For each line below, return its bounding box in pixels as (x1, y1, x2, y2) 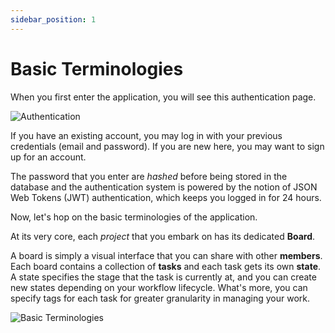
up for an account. (10, 151, 87, 163)
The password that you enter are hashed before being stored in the (10, 170, 288, 182)
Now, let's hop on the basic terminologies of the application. (10, 211, 258, 223)
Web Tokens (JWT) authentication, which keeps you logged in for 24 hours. (10, 191, 322, 203)
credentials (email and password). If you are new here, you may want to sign (10, 140, 325, 152)
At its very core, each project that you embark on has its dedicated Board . (10, 230, 316, 242)
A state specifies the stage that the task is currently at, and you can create (10, 271, 317, 283)
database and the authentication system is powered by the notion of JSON (10, 181, 318, 193)
